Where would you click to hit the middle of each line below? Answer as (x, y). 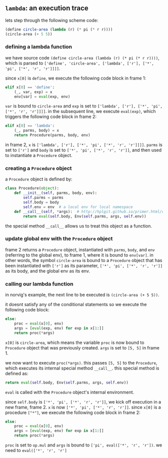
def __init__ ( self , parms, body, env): (56, 193)
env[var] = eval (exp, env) (42, 96)
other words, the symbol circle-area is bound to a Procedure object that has (84, 260)
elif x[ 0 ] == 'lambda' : (30, 126)
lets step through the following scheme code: (52, 20)
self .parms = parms (43, 198)
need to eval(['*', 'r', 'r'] (36, 450)
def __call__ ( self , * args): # (47, 211)
